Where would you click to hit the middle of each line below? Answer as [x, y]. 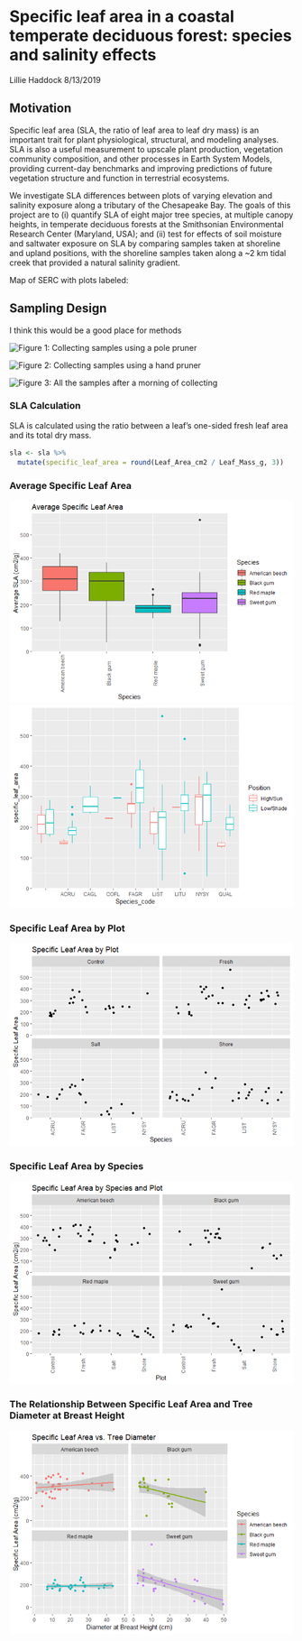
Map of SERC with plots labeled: [69, 280]
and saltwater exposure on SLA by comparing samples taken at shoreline [145, 243]
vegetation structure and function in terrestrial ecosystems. [119, 178]
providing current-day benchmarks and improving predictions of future [141, 168]
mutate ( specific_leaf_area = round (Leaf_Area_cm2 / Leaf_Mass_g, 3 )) [151, 462]
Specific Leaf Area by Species [77, 1166]
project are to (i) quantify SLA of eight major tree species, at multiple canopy [151, 215]
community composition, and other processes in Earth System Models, [141, 159]
